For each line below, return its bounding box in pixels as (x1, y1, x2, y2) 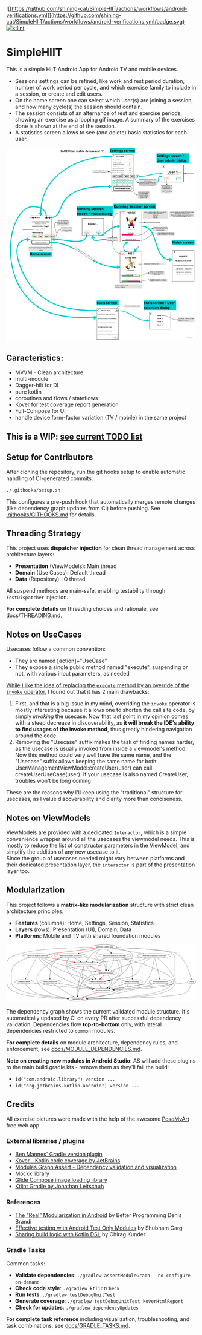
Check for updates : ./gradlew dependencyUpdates (14, 1304, 139, 1311)
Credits (6, 1099, 35, 1110)
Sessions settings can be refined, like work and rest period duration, (14, 77, 185, 84)
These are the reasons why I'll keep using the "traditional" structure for (6, 789, 183, 796)
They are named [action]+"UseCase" (14, 657, 107, 665)
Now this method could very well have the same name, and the (14, 751, 172, 759)
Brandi (14, 1218, 32, 1225)
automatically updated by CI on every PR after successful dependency (6, 1014, 181, 1021)
